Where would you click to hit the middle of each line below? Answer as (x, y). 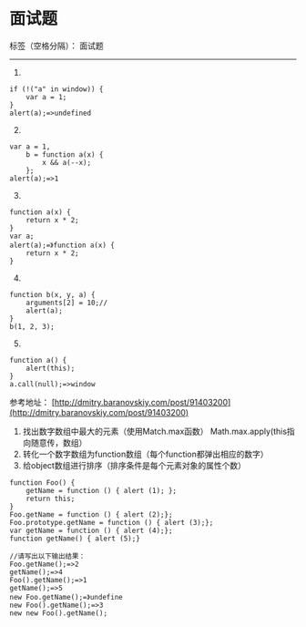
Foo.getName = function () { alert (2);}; (91, 514)
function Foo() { (42, 483)
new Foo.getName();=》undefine (66, 597)
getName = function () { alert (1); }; (102, 490)
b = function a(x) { (65, 154)
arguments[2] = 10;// (66, 303)
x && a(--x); (67, 162)
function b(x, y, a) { (52, 294)
